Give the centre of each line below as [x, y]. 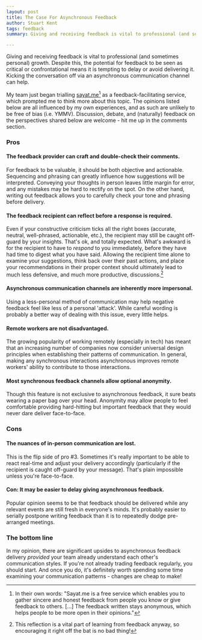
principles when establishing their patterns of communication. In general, [97, 355]
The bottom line [30, 537]
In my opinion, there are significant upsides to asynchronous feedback [93, 551]
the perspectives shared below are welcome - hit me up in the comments [97, 120]
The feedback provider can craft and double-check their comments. [93, 156]
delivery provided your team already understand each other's [82, 557]
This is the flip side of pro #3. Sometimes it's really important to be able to [98, 457]
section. [16, 126]
